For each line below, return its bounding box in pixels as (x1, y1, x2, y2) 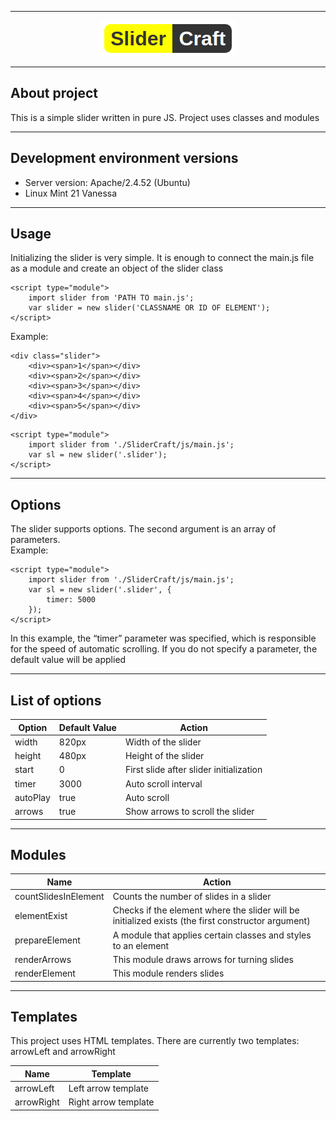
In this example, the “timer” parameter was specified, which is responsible (10, 632, 317, 645)
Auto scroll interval (124, 777, 203, 790)
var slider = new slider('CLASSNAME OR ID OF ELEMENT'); (28, 303, 271, 313)
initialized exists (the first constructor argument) (112, 915, 311, 927)
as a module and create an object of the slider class (10, 262, 224, 275)
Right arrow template (68, 1096, 155, 1108)
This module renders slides (112, 967, 225, 980)
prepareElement (14, 934, 81, 946)
